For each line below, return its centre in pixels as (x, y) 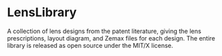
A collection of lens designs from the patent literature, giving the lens (104, 31)
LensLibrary (42, 12)
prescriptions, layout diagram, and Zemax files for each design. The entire (111, 38)
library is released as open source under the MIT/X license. (90, 45)
